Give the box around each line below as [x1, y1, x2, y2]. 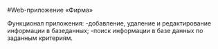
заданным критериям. [7, 34, 73, 42]
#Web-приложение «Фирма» [7, 6, 93, 14]
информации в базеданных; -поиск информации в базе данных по [7, 27, 203, 35]
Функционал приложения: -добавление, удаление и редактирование [7, 19, 212, 27]
